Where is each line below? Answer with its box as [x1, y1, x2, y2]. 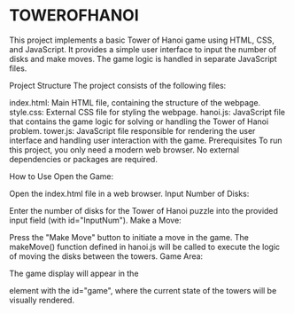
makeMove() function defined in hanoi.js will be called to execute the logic [9, 241, 281, 252]
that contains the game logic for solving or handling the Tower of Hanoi [9, 116, 269, 127]
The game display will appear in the [9, 268, 139, 279]
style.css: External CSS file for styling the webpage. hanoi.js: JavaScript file [9, 106, 286, 117]
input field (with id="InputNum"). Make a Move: [9, 215, 182, 225]
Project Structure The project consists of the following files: [9, 80, 227, 90]
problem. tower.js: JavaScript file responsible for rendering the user [9, 125, 256, 136]
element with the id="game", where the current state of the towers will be [9, 285, 277, 295]
